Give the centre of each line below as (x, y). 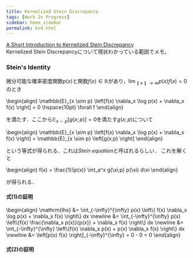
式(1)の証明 (20, 196)
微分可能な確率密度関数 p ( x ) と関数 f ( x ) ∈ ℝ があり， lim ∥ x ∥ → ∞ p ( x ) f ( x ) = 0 (96, 82)
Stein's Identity (29, 67)
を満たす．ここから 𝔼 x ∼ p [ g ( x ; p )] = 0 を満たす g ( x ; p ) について (80, 120)
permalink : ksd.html (31, 28)
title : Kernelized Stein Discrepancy (52, 11)
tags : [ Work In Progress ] (38, 17)
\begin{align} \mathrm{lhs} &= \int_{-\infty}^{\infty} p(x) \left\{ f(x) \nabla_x (96, 210)
